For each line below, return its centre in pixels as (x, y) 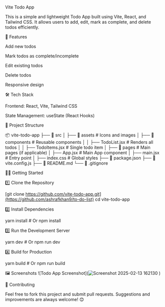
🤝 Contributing (20, 285)
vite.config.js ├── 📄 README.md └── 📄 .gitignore (56, 163)
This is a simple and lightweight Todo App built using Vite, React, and (76, 17)
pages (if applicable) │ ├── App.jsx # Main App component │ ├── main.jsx (82, 153)
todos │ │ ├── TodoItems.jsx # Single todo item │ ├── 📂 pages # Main (78, 147)
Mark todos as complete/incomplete (42, 56)
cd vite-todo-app (112, 199)
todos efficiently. (22, 27)
